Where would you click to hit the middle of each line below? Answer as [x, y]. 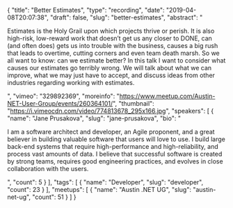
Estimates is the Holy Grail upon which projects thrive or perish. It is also [111, 31]
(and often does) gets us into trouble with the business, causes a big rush [113, 46]
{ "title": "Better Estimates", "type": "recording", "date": [86, 10]
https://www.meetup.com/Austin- [167, 96]
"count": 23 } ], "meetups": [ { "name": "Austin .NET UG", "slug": [99, 190]
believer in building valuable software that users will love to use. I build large [116, 139]
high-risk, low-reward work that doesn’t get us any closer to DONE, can [110, 38]
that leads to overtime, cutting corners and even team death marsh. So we [114, 53]
